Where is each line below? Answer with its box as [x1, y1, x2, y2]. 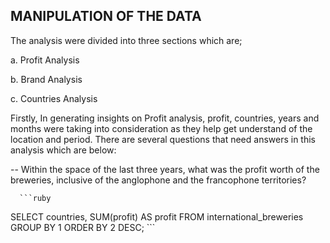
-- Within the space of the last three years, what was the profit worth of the [10, 163, 320, 175]
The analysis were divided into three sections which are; [10, 34, 243, 46]
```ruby [19, 193, 52, 203]
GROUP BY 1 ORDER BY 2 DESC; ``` [10, 221, 156, 233]
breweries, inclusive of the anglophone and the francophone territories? [10, 174, 307, 186]
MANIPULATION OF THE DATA [10, 8, 202, 25]
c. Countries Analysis [10, 92, 98, 104]
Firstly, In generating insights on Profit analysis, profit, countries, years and [10, 112, 320, 124]
